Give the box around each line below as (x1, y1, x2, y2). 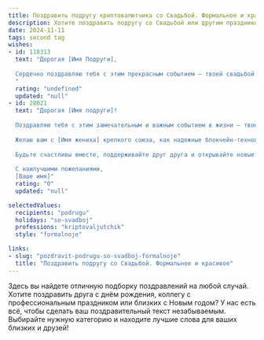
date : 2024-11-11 (8, 26, 65, 34)
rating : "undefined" (15, 84, 82, 93)
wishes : (8, 41, 34, 49)
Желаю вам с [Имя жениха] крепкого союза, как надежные (15, 135, 202, 144)
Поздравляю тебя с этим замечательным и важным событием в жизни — (15, 121, 241, 129)
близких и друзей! (8, 323, 69, 332)
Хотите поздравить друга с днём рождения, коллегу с (8, 289, 191, 299)
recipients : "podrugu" (15, 209, 90, 216)
